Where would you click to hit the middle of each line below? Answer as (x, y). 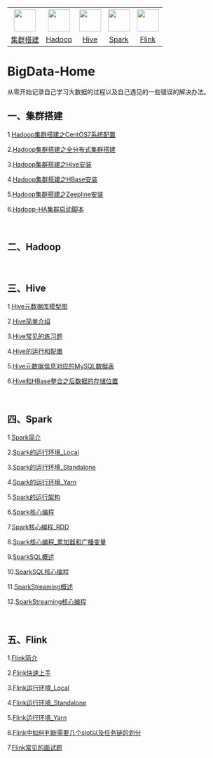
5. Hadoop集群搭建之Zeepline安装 (55, 194)
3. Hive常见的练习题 (35, 336)
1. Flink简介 (22, 658)
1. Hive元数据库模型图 (37, 307)
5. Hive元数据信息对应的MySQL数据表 (61, 366)
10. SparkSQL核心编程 (38, 572)
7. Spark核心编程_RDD (38, 527)
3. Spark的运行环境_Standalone (51, 468)
